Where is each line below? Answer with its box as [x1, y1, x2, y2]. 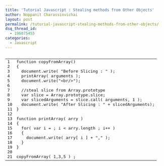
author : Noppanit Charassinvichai [5, 12, 78, 17]
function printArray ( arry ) [16, 116, 83, 121]
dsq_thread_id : [5, 26, 37, 31]
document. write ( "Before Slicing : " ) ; [21, 69, 116, 74]
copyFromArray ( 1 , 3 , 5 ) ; [16, 154, 76, 159]
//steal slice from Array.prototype [21, 88, 105, 93]
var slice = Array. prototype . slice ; [21, 92, 105, 98]
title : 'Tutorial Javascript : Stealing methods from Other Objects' [5, 7, 155, 13]
